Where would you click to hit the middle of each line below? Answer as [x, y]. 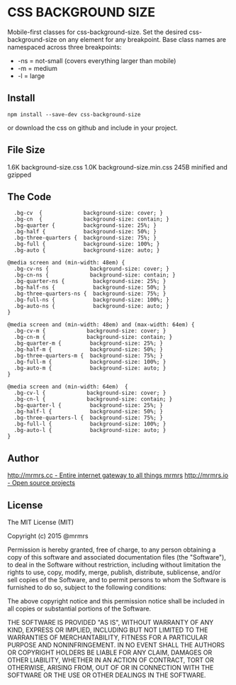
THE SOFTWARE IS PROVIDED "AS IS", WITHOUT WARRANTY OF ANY [111, 622]
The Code [29, 197]
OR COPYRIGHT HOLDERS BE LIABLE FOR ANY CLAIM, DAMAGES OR [110, 652]
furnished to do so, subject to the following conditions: [87, 587]
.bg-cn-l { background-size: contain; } [93, 399]
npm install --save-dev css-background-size [74, 114]
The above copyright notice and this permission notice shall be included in [116, 601]
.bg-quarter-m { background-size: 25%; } [88, 344]
